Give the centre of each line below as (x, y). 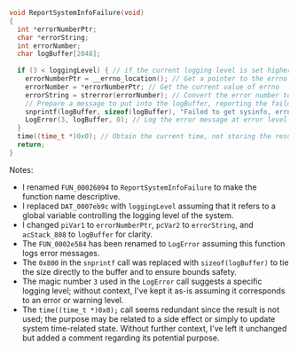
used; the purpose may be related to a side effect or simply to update (149, 318)
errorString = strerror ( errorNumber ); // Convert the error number (152, 95)
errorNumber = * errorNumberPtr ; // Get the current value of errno (152, 87)
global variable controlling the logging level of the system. (128, 215)
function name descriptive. (71, 196)
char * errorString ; (53, 37)
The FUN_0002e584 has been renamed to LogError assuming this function (153, 243)
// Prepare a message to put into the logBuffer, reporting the (146, 103)
